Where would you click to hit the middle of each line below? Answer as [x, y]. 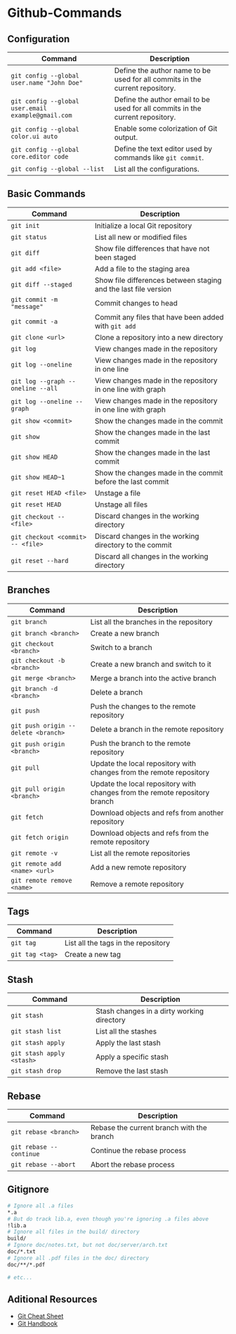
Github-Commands [65, 13]
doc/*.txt [22, 1252]
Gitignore [28, 1189]
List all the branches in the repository [151, 622]
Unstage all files [121, 504]
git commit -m [34, 299]
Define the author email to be [162, 100]
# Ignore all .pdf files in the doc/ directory [78, 1258]
